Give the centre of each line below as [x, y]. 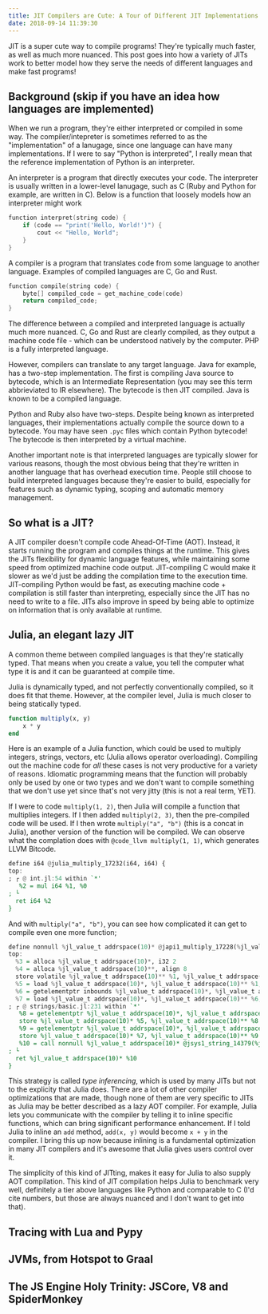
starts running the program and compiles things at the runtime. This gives [129, 550]
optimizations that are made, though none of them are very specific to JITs [131, 1098]
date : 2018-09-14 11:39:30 [53, 23]
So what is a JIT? [51, 523]
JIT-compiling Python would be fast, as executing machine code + [117, 584]
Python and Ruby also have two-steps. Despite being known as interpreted [131, 414]
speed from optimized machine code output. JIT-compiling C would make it [132, 567]
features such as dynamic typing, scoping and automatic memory [116, 489]
